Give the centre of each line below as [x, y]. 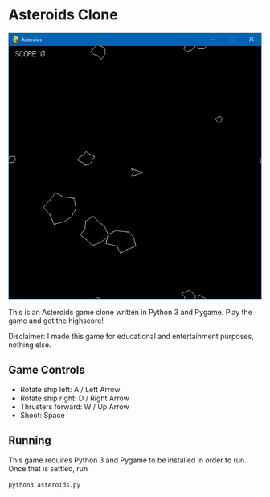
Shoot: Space [43, 415]
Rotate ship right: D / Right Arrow [75, 398]
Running [30, 441]
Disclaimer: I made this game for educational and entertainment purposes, [131, 337]
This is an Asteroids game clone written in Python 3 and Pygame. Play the [131, 313]
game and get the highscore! [56, 321]
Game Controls [47, 370]
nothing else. [30, 345]
